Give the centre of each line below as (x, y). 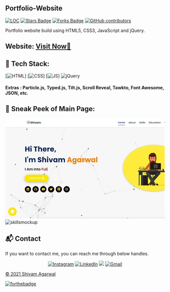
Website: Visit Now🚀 (38, 46)
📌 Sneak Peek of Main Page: (50, 109)
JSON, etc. (17, 93)
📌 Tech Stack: (27, 64)
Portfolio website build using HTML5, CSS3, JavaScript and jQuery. (75, 30)
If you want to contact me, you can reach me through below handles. (77, 253)
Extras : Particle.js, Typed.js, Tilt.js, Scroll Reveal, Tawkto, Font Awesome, (85, 87)
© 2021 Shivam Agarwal (30, 274)
